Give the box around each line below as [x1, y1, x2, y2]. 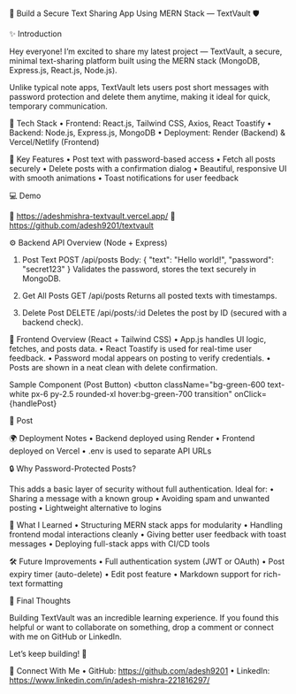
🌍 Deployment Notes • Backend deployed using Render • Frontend [9, 433, 255, 443]
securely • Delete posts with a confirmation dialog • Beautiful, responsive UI [9, 164, 287, 173]
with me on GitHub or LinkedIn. [9, 631, 122, 642]
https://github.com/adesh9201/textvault [9, 220, 155, 231]
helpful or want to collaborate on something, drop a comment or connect [9, 622, 274, 632]
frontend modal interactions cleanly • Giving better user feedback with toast [9, 530, 287, 539]
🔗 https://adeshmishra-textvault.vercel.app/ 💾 [9, 211, 176, 221]
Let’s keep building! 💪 [9, 649, 87, 659]
